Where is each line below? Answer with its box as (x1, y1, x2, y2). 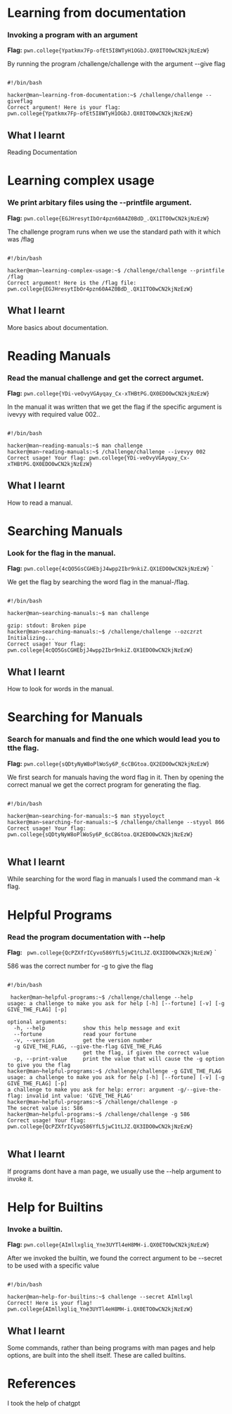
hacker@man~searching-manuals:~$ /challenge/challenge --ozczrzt (7, 629, 202, 636)
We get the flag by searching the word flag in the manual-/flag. (7, 578, 190, 586)
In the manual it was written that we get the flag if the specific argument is (7, 403, 222, 411)
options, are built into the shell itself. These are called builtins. (7, 1351, 186, 1360)
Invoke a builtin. (7, 1224, 63, 1234)
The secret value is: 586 (7, 1104, 83, 1111)
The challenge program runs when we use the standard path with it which (7, 227, 221, 236)
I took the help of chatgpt (7, 1399, 81, 1408)
